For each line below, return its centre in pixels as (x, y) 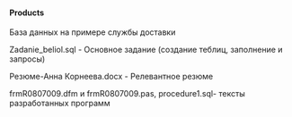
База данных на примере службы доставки (93, 32)
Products (27, 13)
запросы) (27, 59)
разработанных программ (60, 104)
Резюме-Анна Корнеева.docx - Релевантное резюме (111, 77)
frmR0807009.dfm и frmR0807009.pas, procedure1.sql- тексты (127, 94)
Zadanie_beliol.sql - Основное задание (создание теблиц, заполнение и (146, 50)
